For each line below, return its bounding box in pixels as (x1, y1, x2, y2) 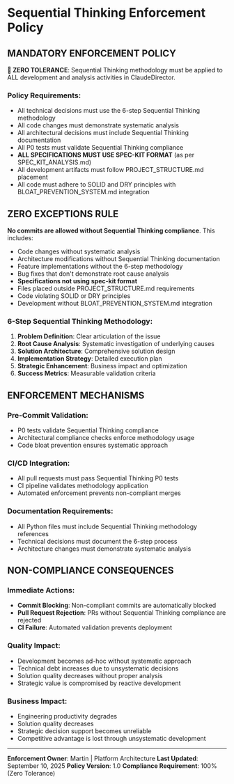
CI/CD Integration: (7, 458, 70, 468)
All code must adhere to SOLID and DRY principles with (17, 180, 176, 189)
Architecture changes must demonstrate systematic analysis (17, 544, 192, 553)
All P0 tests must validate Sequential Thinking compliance (17, 143, 184, 152)
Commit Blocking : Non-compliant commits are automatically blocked (17, 601, 217, 610)
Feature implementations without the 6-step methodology (17, 262, 183, 271)
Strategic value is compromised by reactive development (17, 679, 181, 687)
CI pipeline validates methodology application (17, 482, 148, 490)
